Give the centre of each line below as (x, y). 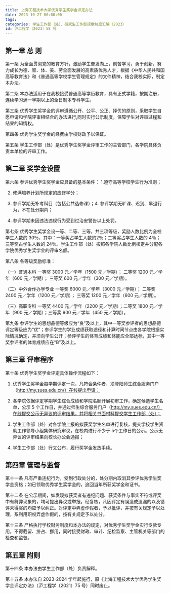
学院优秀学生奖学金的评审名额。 (38, 250)
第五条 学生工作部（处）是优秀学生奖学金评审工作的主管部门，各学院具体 (81, 144)
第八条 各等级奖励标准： (30, 261)
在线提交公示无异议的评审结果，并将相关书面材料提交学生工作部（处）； (87, 413)
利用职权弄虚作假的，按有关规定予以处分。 (63, 514)
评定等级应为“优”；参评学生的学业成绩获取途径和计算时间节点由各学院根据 (83, 329)
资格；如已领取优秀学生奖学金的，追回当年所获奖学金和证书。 (78, 485)
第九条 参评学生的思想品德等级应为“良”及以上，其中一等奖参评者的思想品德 (83, 323)
